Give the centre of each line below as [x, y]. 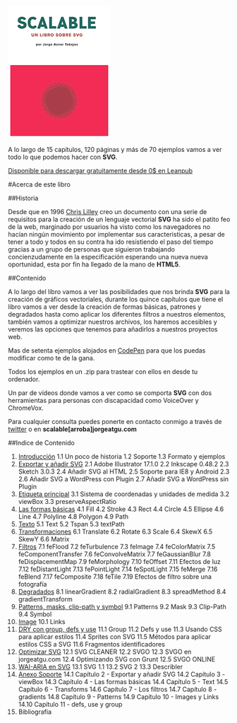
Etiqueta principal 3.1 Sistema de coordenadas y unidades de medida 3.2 [124, 494]
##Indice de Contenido [41, 443]
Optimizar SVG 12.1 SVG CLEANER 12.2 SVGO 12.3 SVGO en [105, 652]
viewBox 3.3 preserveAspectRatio [67, 501]
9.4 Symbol [35, 614]
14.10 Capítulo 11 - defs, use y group [70, 704]
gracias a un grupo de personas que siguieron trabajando [92, 249]
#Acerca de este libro [39, 184]
